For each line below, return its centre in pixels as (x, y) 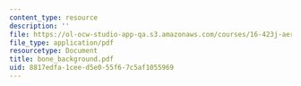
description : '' (39, 26)
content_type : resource (54, 17)
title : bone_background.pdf (62, 59)
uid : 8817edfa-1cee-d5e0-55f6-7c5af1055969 (92, 68)
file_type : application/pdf (62, 43)
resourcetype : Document (54, 51)
